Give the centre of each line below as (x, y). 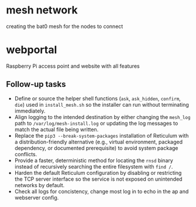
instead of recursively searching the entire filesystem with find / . (94, 166)
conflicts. (26, 154)
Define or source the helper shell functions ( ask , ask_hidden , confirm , (98, 98)
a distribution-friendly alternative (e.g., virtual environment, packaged (99, 142)
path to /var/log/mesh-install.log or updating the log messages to (96, 123)
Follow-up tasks (36, 84)
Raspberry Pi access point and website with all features (73, 66)
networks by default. (39, 185)
